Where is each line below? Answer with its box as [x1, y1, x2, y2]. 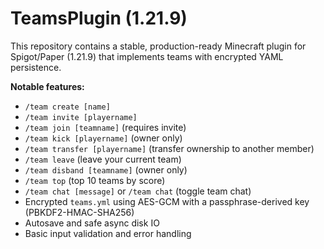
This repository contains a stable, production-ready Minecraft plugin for [10, 40, 307, 52]
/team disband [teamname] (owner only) [24, 163, 188, 176]
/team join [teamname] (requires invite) [24, 121, 187, 133]
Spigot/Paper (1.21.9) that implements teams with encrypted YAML [10, 50, 284, 62]
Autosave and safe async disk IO [24, 217, 160, 229]
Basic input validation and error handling [24, 227, 192, 239]
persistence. [10, 61, 62, 73]
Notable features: [10, 80, 85, 92]
